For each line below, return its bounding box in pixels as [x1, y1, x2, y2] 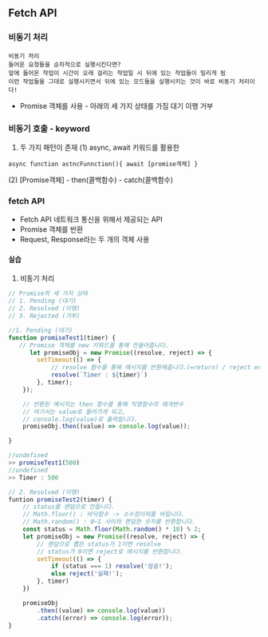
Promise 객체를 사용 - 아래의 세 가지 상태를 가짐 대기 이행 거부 [19, 101, 214, 110]
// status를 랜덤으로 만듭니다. [22, 503, 116, 511]
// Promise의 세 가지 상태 [8, 289, 88, 298]
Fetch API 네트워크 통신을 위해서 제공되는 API [19, 215, 164, 225]
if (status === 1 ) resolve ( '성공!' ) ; [50, 563, 173, 571]
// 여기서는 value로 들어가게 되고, [22, 408, 126, 416]
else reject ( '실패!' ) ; [50, 570, 124, 578]
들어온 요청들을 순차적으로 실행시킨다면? [8, 60, 121, 69]
